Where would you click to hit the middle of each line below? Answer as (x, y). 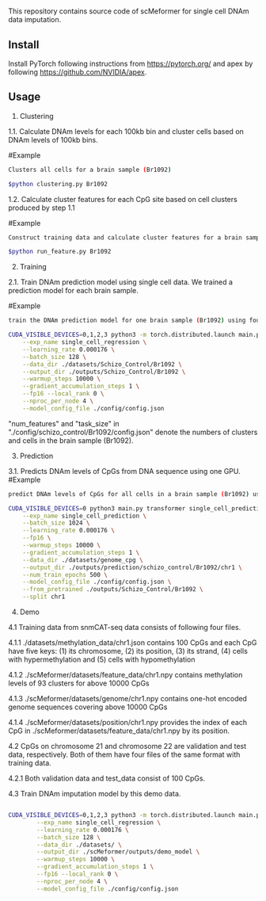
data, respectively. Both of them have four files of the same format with (124, 754)
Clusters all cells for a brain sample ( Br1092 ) (90, 170)
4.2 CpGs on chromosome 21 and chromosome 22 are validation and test (127, 746)
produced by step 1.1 (42, 208)
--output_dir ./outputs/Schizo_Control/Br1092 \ (104, 372)
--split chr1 (44, 597)
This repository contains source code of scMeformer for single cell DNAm (129, 11)
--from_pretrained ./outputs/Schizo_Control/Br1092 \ (113, 590)
